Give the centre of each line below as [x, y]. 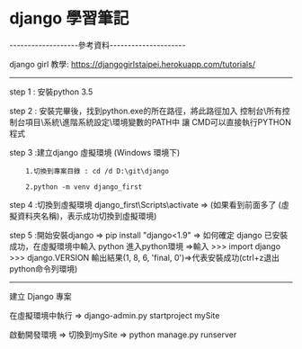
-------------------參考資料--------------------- [98, 45]
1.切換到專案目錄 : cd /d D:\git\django [97, 171]
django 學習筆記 [69, 18]
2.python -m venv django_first [84, 187]
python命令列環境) [44, 268]
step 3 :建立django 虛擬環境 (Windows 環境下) [95, 152]
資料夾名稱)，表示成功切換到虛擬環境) [87, 216]
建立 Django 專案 [40, 296]
